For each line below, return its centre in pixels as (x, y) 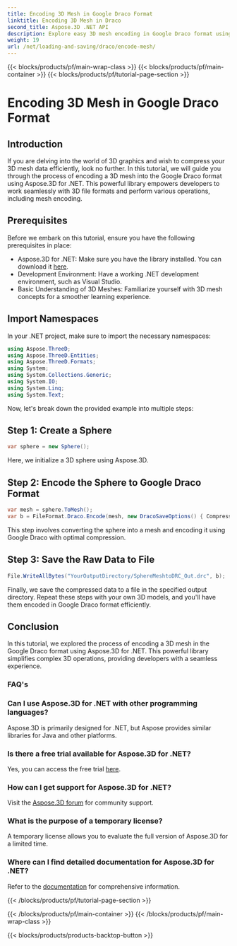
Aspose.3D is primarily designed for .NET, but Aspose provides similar (109, 728)
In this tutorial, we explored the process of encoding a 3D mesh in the (109, 643)
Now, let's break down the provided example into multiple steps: (101, 408)
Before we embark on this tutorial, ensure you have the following (101, 238)
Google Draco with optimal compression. (67, 537)
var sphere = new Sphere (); (49, 447)
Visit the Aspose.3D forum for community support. (80, 802)
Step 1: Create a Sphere (60, 431)
